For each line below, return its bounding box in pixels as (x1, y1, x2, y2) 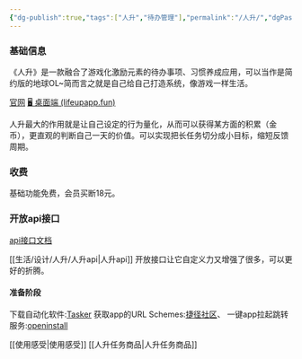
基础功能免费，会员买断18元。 (9, 188, 120, 198)
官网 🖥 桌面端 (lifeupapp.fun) (9, 96, 116, 108)
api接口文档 (9, 234, 52, 245)
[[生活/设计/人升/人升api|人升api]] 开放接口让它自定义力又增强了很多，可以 (9, 253, 285, 265)
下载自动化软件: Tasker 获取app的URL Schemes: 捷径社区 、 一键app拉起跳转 (9, 309, 289, 320)
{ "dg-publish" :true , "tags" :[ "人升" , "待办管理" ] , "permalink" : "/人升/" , (9, 13, 269, 22)
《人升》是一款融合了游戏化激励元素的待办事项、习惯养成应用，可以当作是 (9, 66, 285, 77)
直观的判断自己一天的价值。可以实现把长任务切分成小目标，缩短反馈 (36, 129, 289, 140)
